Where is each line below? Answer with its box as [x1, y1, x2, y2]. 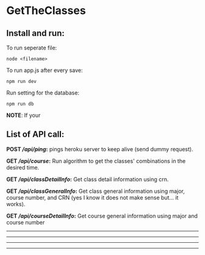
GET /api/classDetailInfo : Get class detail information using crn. [6, 175, 169, 183]
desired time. [6, 163, 40, 171]
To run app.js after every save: [6, 66, 83, 74]
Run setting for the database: [6, 89, 79, 96]
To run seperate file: [6, 44, 57, 51]
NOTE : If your [6, 112, 41, 119]
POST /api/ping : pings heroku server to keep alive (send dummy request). [6, 145, 193, 153]
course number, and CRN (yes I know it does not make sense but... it [6, 193, 179, 201]
